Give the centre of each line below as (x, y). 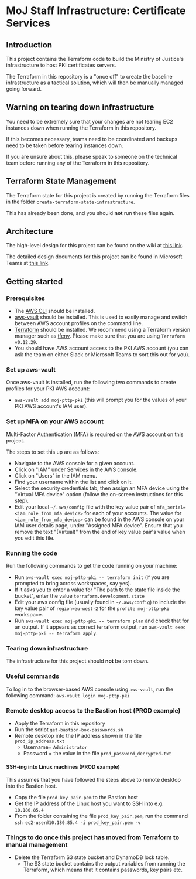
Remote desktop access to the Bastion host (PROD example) (93, 710)
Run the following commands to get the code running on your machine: (92, 566)
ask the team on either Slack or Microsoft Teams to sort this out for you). (102, 355)
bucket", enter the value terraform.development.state (80, 596)
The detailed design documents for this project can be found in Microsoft (94, 257)
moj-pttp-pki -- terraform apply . (56, 633)
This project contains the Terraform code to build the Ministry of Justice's (95, 59)
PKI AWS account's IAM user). (51, 406)
